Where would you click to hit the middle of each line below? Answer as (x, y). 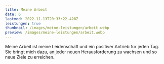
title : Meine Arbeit (26, 10)
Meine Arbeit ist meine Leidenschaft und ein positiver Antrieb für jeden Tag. (82, 47)
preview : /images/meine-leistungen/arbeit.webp (55, 32)
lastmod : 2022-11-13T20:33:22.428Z (42, 19)
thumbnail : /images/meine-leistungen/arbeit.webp (57, 28)
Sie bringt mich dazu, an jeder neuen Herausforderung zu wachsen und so (81, 52)
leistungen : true (23, 23)
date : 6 (13, 14)
